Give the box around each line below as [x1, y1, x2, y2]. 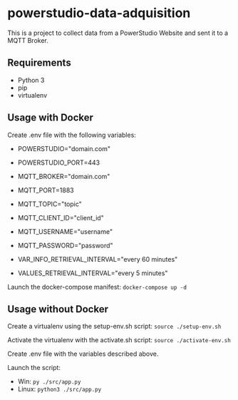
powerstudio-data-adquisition [7, 5, 191, 21]
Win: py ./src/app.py [17, 377, 81, 386]
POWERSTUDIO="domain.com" [17, 144, 111, 153]
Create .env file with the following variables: [7, 130, 137, 139]
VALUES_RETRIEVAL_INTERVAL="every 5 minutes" [17, 269, 168, 277]
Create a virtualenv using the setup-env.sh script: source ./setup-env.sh [7, 322, 222, 331]
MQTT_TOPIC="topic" [17, 200, 82, 208]
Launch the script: [7, 364, 61, 372]
